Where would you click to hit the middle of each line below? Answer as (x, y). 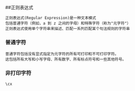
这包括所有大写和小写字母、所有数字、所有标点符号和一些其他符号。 (66, 60)
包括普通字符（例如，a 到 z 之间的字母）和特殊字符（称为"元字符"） (68, 23)
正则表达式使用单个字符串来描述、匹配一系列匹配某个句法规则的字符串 (68, 29)
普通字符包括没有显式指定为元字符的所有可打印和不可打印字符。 (62, 54)
